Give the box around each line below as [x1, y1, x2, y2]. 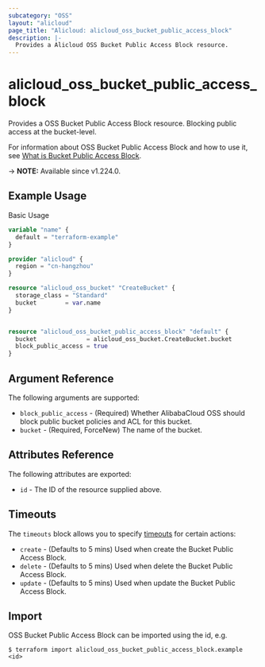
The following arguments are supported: [8, 393, 140, 402]
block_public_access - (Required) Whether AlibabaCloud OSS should [19, 408, 246, 417]
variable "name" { [8, 226, 69, 234]
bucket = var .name [15, 299, 102, 307]
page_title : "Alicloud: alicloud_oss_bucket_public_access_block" [8, 26, 232, 34]
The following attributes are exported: [8, 469, 132, 479]
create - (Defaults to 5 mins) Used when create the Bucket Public [19, 544, 234, 553]
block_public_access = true [15, 343, 109, 351]
